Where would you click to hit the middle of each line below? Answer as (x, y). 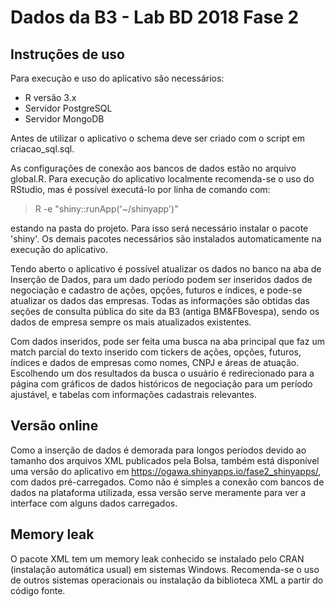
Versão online (54, 426)
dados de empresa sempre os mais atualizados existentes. (131, 322)
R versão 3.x (50, 97)
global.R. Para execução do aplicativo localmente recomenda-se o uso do (162, 179)
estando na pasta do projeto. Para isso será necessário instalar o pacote (159, 228)
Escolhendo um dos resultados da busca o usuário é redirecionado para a (162, 373)
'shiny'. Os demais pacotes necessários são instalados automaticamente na (166, 239)
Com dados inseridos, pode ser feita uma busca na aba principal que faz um (167, 341)
